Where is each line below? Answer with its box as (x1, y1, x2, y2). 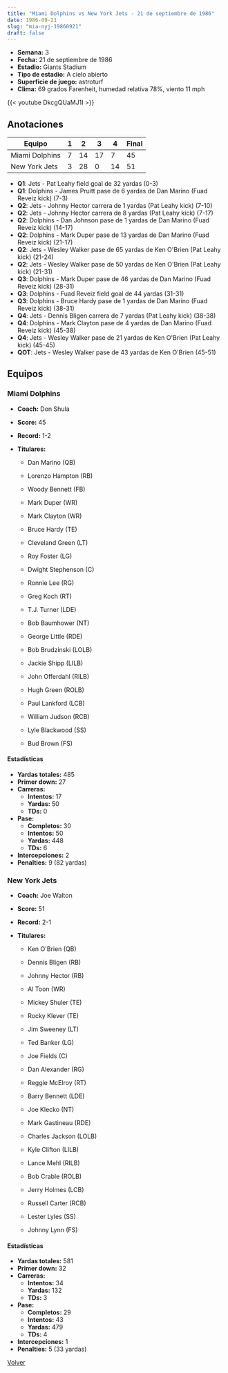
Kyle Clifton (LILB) (27, 1146, 79, 1154)
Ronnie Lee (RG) (27, 578, 75, 587)
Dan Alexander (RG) (27, 1065, 85, 1074)
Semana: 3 (17, 48, 50, 57)
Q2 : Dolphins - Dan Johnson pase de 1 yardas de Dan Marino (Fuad (17, 216, 209, 224)
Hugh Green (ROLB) (27, 685, 85, 694)
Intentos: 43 (27, 1316, 64, 1324)
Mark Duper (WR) (27, 498, 78, 506)
